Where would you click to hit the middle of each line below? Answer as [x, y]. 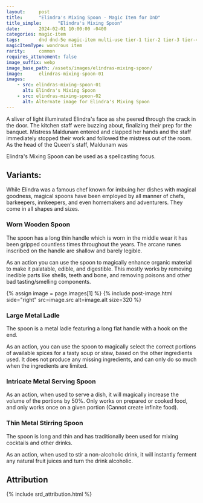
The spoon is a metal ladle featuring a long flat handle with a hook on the [97, 328]
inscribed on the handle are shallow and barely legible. [74, 251]
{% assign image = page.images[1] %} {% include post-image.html [89, 293]
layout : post [28, 12]
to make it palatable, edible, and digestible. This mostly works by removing [99, 269]
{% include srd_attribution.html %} [49, 494]
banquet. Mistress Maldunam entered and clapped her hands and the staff [99, 132]
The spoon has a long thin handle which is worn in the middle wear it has [97, 238]
